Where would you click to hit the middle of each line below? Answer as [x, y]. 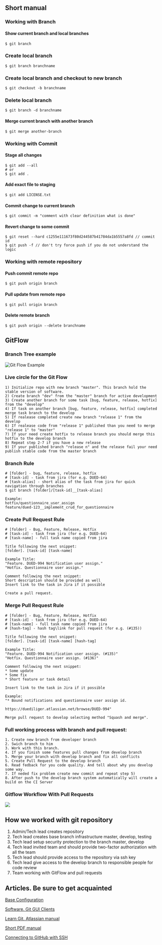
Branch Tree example [31, 354]
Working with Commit [31, 144]
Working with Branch [30, 22]
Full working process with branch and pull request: [66, 729]
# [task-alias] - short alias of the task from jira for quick [70, 482]
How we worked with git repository [59, 820]
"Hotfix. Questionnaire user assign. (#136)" [52, 658]
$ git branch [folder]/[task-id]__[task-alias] [54, 490]
